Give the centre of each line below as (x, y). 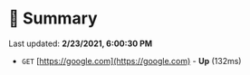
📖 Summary (53, 19)
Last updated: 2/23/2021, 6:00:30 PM (81, 43)
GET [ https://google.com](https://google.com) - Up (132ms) (131, 61)
